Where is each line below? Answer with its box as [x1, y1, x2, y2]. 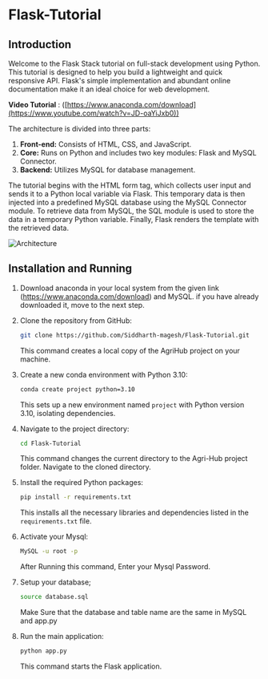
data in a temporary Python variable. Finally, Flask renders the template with [8, 215, 259, 224]
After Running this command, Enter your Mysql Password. [19, 562, 210, 572]
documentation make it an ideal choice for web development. [8, 84, 210, 94]
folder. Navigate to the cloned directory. [19, 463, 152, 472]
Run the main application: [19, 632, 104, 641]
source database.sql [19, 593, 89, 601]
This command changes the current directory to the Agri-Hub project [19, 454, 248, 463]
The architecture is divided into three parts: [8, 124, 151, 133]
